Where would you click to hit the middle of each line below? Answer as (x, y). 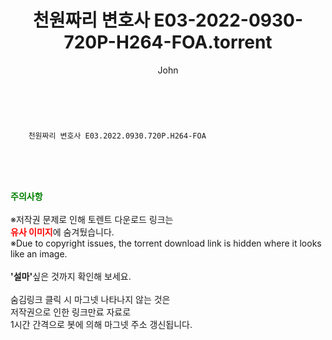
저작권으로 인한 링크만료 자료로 (71, 312)
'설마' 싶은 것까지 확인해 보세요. (71, 276)
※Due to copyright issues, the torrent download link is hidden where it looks (166, 243)
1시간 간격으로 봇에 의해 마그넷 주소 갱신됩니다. (101, 324)
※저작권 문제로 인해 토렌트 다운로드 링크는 (92, 219)
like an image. (39, 253)
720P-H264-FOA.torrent (168, 42)
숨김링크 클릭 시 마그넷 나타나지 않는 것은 (90, 299)
